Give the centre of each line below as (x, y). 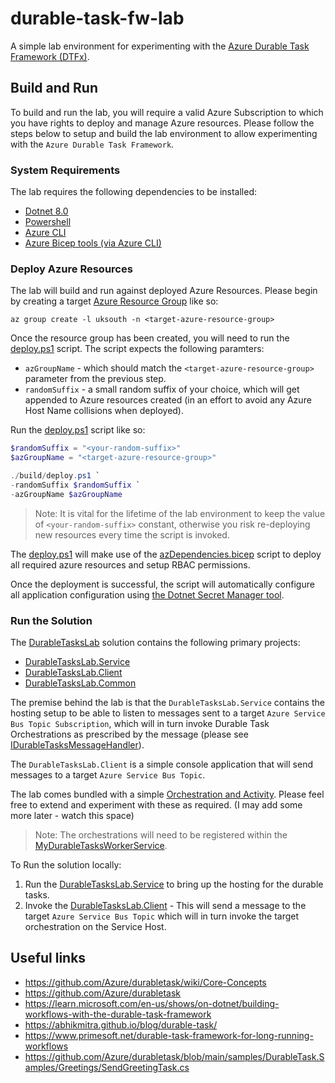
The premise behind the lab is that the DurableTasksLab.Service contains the (167, 703)
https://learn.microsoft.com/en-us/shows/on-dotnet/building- (152, 1003)
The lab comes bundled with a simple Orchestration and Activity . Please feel (167, 794)
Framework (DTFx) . (50, 56)
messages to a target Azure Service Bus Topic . (108, 775)
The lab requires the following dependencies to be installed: (134, 192)
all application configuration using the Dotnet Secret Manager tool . (147, 594)
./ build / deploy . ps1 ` (55, 476)
